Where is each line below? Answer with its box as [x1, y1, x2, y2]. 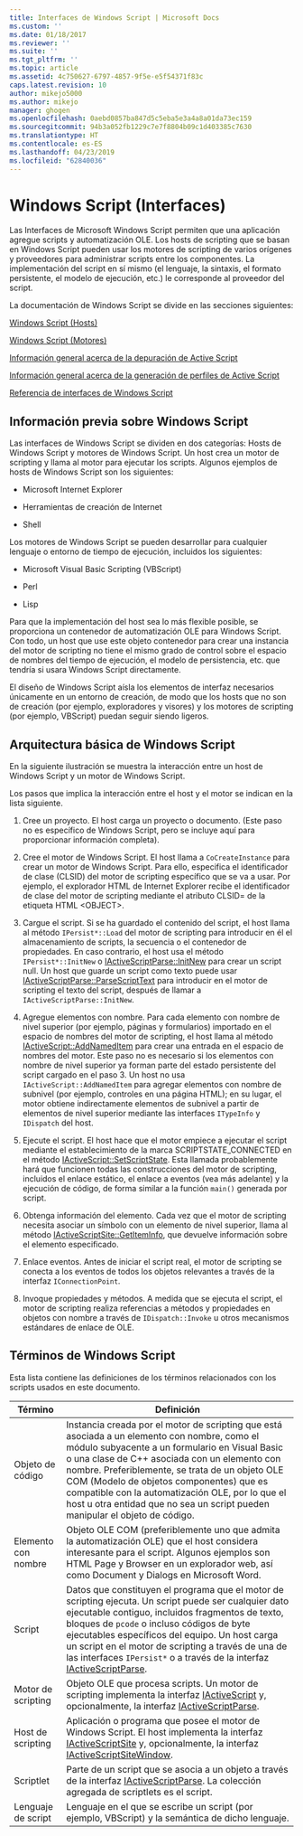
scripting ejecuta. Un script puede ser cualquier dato [66, 1595, 289, 1607]
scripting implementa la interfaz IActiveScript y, [66, 1688, 267, 1700]
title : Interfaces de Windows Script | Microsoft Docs [9, 13, 220, 23]
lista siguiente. [9, 797, 63, 809]
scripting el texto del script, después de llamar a [22, 984, 202, 995]
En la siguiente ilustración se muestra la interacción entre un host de [9, 761, 263, 772]
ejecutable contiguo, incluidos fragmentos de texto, [66, 1605, 284, 1618]
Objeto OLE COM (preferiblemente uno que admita [66, 1523, 280, 1536]
